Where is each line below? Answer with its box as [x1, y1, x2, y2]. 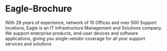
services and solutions [5, 40, 51, 46]
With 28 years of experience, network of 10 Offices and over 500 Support [5, 19, 157, 25]
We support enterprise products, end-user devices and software [5, 30, 138, 36]
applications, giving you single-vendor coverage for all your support [5, 35, 145, 41]
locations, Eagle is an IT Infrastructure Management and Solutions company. [5, 24, 162, 30]
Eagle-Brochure [5, 3, 72, 14]
